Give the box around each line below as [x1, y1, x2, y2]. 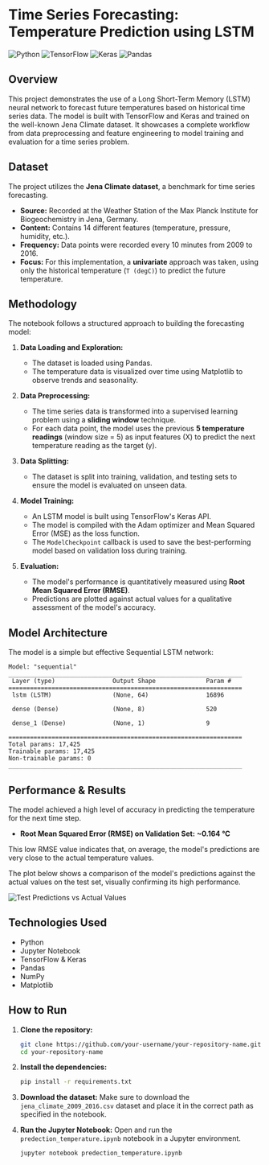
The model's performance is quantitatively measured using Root [31, 577, 245, 587]
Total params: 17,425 [8, 740, 81, 749]
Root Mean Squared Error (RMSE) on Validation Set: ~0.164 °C [19, 829, 230, 838]
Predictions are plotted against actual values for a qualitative [31, 594, 233, 604]
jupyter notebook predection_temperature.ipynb [19, 1149, 182, 1158]
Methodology [8, 297, 78, 311]
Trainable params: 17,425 [8, 747, 95, 755]
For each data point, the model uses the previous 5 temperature [31, 424, 245, 434]
